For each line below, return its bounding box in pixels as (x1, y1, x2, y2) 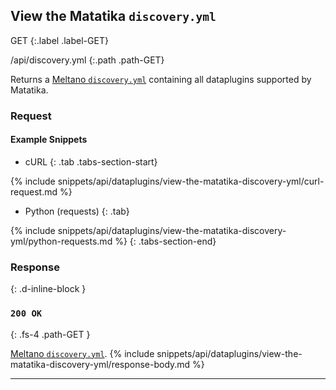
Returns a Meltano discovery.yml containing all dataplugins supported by (10, 73, 312, 85)
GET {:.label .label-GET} (10, 34, 109, 46)
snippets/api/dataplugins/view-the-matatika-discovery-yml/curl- (57, 175, 325, 187)
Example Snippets (10, 134, 88, 146)
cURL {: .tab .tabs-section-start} (24, 155, 158, 168)
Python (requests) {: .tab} (24, 205, 130, 217)
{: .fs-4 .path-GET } (10, 328, 91, 340)
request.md (10, 185, 58, 198)
